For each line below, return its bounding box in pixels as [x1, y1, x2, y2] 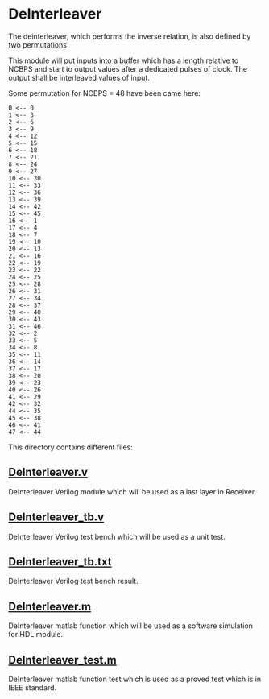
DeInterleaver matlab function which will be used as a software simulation [8, 621, 254, 631]
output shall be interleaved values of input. [8, 72, 151, 82]
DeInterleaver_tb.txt [8, 555, 112, 569]
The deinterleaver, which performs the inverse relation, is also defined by [8, 31, 251, 41]
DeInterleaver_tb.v [8, 511, 105, 524]
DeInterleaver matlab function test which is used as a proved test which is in [8, 674, 262, 684]
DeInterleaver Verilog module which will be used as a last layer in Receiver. [8, 486, 257, 496]
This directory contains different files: [8, 442, 133, 452]
